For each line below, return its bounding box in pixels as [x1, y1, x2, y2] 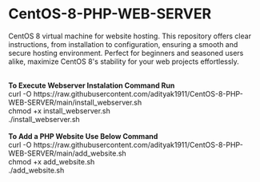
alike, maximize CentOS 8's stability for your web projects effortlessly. [8, 57, 240, 66]
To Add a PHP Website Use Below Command [8, 131, 158, 140]
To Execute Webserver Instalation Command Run [8, 81, 175, 90]
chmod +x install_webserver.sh [8, 105, 110, 116]
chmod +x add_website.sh [8, 156, 95, 166]
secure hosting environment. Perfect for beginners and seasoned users [8, 48, 244, 57]
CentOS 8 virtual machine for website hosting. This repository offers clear [8, 31, 252, 41]
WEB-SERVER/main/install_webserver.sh [8, 97, 142, 107]
